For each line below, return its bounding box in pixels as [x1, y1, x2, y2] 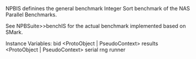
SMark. [5, 29, 23, 36]
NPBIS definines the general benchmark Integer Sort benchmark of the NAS [5, 5, 190, 12]
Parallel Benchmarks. [5, 11, 57, 18]
